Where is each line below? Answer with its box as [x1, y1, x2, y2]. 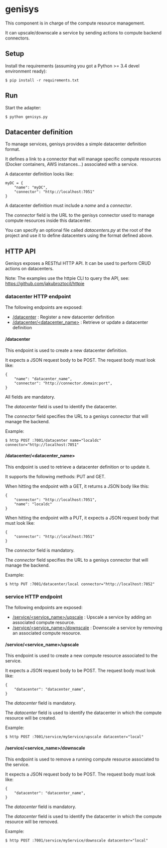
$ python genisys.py [5, 114, 48, 119]
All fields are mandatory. [5, 394, 55, 400]
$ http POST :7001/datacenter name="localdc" [5, 438, 101, 443]
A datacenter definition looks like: [5, 171, 74, 177]
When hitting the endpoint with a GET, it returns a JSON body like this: [5, 483, 150, 489]
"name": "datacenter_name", [14, 376, 72, 381]
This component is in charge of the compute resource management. [5, 20, 146, 26]
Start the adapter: [5, 104, 41, 110]
